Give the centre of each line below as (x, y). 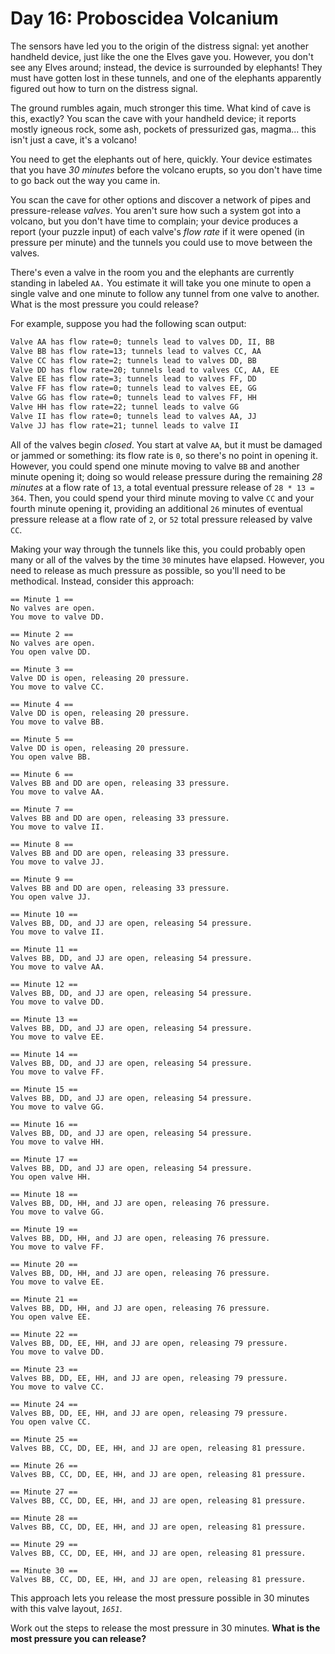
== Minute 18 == (44, 1194)
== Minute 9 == (42, 879)
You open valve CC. (51, 1422)
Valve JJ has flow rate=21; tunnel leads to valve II (125, 425)
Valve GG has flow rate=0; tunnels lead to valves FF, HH (133, 398)
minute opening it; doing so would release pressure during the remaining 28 (166, 476)
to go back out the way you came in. (85, 180)
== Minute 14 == (44, 1054)
